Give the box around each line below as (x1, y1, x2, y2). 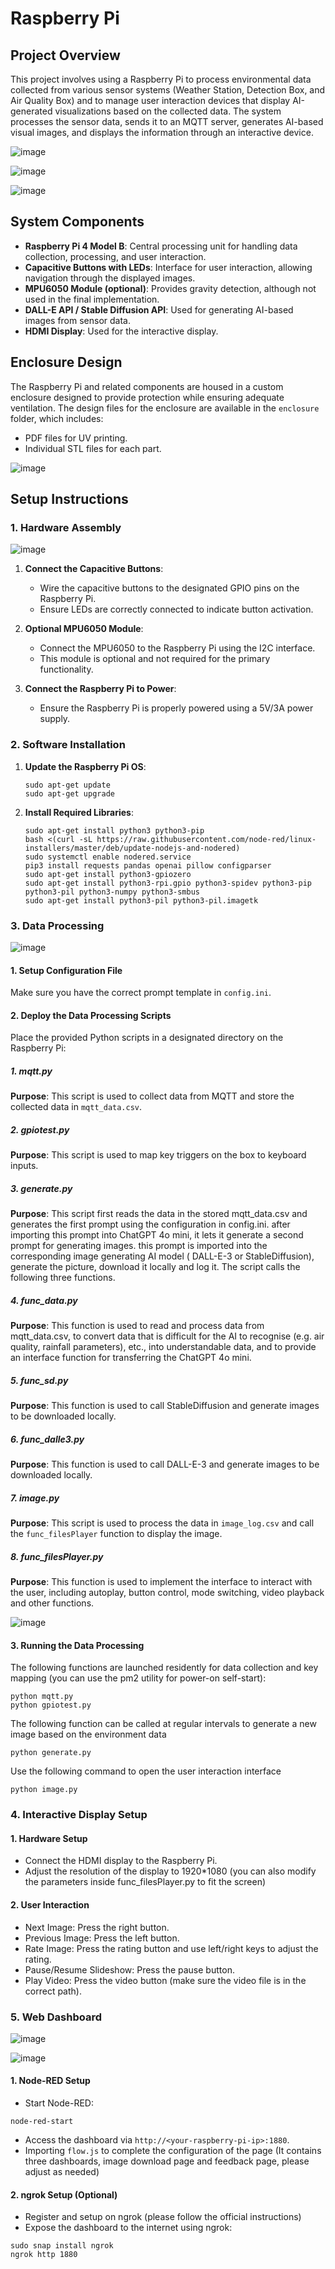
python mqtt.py (10, 1692, 74, 1702)
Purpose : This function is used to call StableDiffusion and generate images (10, 1400, 320, 1412)
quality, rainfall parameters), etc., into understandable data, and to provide (10, 1341, 317, 1353)
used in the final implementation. (24, 293, 160, 305)
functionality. (39, 663, 94, 676)
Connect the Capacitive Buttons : (24, 563, 164, 575)
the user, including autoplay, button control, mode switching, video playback (10, 1587, 325, 1599)
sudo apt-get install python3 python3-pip (24, 825, 205, 836)
